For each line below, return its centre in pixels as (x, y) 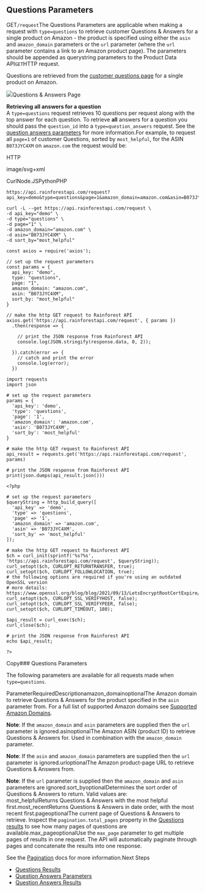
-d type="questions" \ (35, 219)
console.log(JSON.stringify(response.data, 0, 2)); (84, 342)
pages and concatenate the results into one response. (74, 846)
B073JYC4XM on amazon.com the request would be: (67, 145)
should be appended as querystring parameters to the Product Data (92, 57)
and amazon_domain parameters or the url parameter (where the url (91, 44)
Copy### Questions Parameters (47, 663)
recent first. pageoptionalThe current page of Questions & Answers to (93, 813)
